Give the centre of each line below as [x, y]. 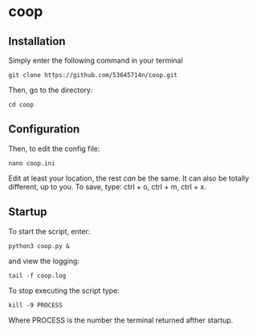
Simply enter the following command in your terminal [96, 60]
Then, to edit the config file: [54, 148]
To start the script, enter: [49, 231]
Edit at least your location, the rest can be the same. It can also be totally [129, 178]
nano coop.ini [32, 163]
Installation [37, 41]
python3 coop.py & [39, 246]
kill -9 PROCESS [35, 305]
